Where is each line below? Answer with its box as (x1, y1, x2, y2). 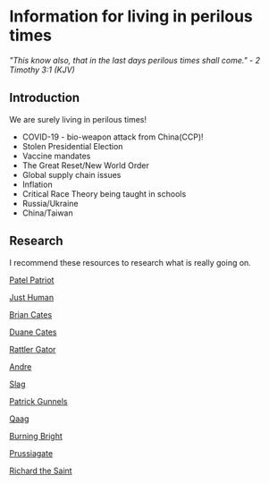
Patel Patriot (9, 275, 55, 285)
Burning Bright (9, 430, 63, 441)
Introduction (9, 90, 80, 106)
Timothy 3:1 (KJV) (9, 64, 76, 75)
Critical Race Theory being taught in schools (21, 188, 187, 199)
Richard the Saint (9, 465, 73, 476)
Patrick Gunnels (9, 395, 69, 406)
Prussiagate (9, 447, 54, 458)
